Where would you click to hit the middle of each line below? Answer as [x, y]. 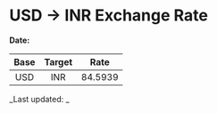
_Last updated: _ [39, 99]
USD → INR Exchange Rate [108, 16]
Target [58, 61]
